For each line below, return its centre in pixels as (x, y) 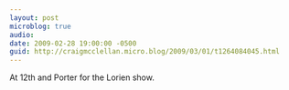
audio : (22, 35)
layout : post (34, 18)
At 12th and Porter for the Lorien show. (82, 77)
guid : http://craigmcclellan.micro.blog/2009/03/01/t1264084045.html (145, 52)
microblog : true (40, 26)
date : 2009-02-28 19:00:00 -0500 (73, 43)
